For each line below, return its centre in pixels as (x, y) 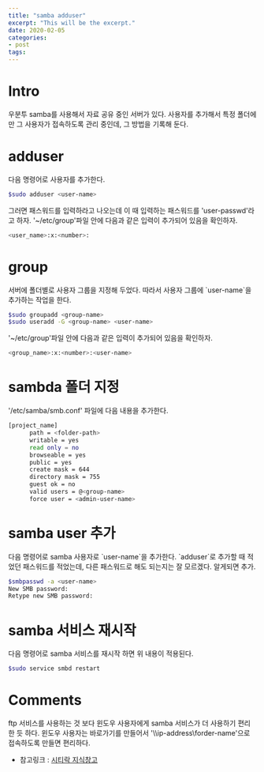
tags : (17, 52)
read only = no (54, 447)
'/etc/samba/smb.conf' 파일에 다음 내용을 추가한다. (88, 411)
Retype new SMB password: (50, 596)
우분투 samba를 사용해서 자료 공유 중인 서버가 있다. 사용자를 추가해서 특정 (122, 114)
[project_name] (33, 426)
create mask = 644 (59, 470)
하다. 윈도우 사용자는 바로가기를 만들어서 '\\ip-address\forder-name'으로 (138, 733)
